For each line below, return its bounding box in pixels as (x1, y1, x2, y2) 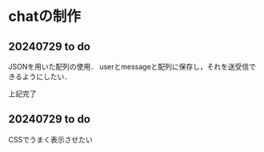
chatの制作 (8, 7, 82, 26)
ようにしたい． (22, 72, 72, 81)
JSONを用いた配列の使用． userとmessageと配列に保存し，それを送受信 (8, 62, 250, 71)
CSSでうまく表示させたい (8, 134, 94, 144)
